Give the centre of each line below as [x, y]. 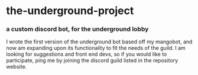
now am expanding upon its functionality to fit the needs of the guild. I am [96, 48]
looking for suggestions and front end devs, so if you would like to [87, 54]
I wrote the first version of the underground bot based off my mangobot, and [99, 42]
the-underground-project [70, 11]
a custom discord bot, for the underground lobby [77, 29]
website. [17, 67]
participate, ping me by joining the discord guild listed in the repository [92, 60]
